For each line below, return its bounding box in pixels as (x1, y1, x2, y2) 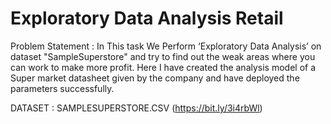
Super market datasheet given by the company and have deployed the (10, 72, 300, 84)
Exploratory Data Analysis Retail (10, 7, 284, 30)
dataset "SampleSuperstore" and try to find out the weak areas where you (10, 50, 316, 62)
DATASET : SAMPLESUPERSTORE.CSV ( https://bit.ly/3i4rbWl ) (10, 102, 263, 114)
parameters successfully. (10, 82, 115, 94)
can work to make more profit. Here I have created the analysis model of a (10, 61, 317, 73)
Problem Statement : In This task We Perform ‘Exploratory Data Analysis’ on (10, 40, 322, 52)
